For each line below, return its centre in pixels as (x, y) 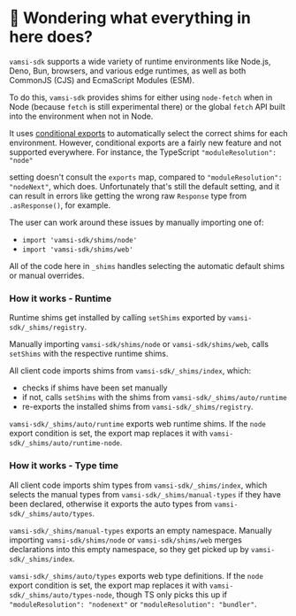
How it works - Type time (64, 466)
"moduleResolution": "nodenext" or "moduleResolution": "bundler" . (133, 604)
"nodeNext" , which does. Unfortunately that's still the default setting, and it (144, 186)
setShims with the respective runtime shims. (89, 354)
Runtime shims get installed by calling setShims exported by (118, 318)
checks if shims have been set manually (95, 388)
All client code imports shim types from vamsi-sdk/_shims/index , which (138, 485)
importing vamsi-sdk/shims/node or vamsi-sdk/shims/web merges (126, 540)
